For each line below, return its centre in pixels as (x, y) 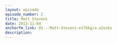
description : (19, 33)
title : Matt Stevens (27, 19)
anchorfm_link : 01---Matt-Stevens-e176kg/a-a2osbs (59, 28)
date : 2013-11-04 (23, 23)
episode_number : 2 (24, 14)
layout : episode (22, 10)
